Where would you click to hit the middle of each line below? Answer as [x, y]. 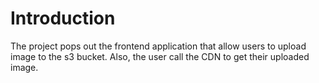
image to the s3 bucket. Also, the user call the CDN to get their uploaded [160, 56]
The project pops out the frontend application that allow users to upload [158, 46]
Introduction [63, 18]
